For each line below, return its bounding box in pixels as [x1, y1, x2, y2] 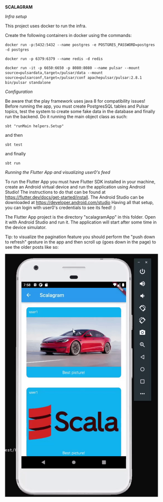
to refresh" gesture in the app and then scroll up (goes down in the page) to [5, 239, 156, 245]
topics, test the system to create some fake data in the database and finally [5, 109, 155, 114]
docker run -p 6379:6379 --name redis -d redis [5, 56, 103, 61]
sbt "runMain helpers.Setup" [5, 124, 64, 129]
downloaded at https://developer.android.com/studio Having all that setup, [5, 200, 154, 205]
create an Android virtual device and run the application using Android [5, 184, 146, 189]
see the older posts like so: [5, 244, 59, 250]
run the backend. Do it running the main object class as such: [5, 114, 128, 119]
